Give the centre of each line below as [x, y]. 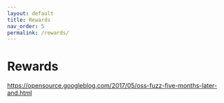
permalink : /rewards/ [38, 33]
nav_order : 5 [26, 26]
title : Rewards [29, 20]
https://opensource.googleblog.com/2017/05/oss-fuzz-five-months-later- [112, 86]
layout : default [30, 13]
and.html [20, 93]
